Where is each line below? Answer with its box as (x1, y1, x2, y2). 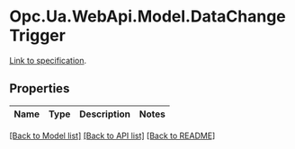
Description (79, 108, 130, 120)
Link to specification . (9, 55, 87, 66)
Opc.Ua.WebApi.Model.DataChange (9, 6, 286, 27)
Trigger (9, 25, 66, 46)
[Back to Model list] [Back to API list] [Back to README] (9, 130, 216, 141)
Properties (9, 81, 70, 96)
